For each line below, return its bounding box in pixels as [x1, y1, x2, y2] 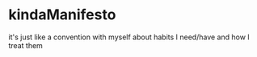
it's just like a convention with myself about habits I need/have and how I [8, 32, 251, 42]
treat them [8, 40, 43, 50]
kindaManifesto [8, 6, 116, 24]
